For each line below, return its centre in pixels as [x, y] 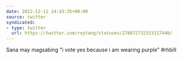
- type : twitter [26, 28]
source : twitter [26, 17]
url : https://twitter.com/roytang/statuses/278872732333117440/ [92, 33]
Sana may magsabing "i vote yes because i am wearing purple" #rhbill [91, 50]
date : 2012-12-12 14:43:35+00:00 [47, 11]
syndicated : [21, 22]
